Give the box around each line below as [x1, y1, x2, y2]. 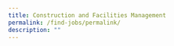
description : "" [8, 26, 61, 34]
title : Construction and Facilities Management [8, 11, 167, 19]
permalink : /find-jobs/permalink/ [8, 19, 121, 27]
